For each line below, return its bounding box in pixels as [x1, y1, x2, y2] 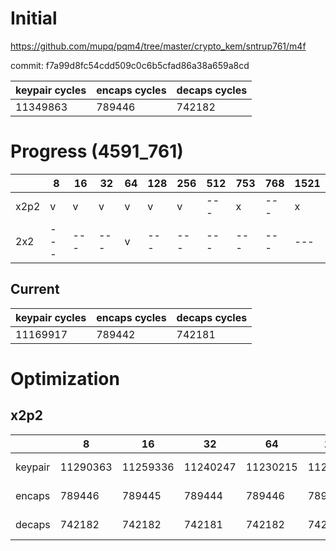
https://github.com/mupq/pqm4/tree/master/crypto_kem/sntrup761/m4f [10, 40, 307, 52]
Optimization [10, 367, 120, 390]
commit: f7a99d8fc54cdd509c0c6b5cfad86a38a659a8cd [10, 59, 250, 71]
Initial [10, 7, 58, 30]
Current [10, 281, 60, 298]
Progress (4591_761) [10, 140, 184, 163]
